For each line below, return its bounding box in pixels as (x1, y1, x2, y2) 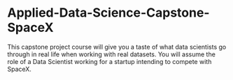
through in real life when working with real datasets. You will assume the (7, 50, 216, 58)
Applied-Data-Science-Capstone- (7, 5, 210, 21)
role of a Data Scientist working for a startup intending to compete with (7, 57, 212, 65)
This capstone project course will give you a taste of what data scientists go (7, 42, 227, 51)
